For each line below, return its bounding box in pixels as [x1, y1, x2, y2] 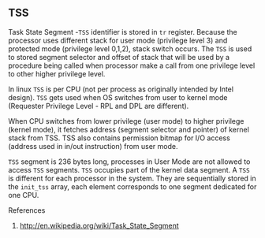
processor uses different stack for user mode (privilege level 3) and [8, 35, 228, 45]
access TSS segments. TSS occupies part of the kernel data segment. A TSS [8, 165, 250, 174]
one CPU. [8, 190, 39, 199]
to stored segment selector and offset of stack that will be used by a [8, 52, 230, 61]
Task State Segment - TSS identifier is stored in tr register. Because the [8, 27, 238, 36]
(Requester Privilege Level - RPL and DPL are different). [8, 101, 189, 110]
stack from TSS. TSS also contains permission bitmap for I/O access [8, 133, 230, 143]
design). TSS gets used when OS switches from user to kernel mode [8, 92, 228, 102]
